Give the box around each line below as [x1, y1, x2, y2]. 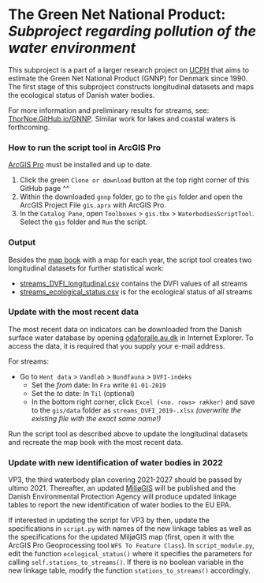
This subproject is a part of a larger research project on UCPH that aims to [8, 65, 250, 74]
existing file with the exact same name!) [31, 413, 162, 423]
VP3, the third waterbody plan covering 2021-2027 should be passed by [8, 475, 243, 484]
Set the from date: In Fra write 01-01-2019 [31, 380, 166, 390]
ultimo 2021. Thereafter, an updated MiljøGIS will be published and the [8, 484, 236, 493]
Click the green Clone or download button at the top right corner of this [19, 175, 250, 185]
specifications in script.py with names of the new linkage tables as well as [8, 524, 252, 533]
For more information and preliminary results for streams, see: [8, 105, 210, 115]
